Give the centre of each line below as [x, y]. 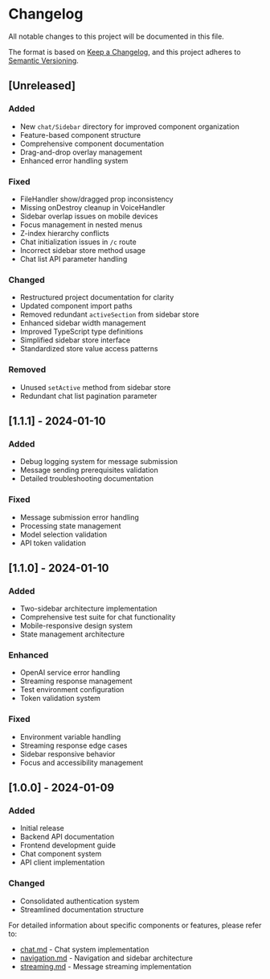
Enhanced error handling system [74, 160]
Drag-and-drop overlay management [81, 152]
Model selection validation [63, 534]
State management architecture [72, 634]
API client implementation [62, 862]
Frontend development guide [68, 845]
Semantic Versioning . [43, 60]
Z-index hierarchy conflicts [65, 233]
